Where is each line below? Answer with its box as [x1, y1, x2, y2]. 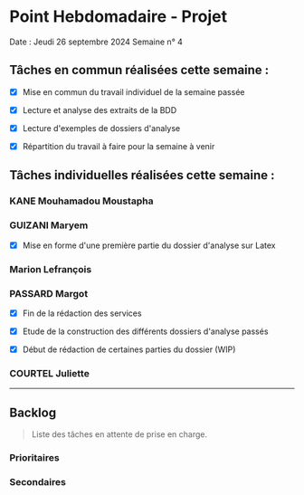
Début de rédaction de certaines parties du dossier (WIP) [22, 344, 236, 355]
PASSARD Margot [9, 287, 89, 300]
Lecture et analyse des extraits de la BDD [22, 104, 177, 115]
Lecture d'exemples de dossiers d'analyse [22, 122, 181, 133]
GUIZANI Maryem [9, 219, 89, 232]
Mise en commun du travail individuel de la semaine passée [22, 86, 245, 97]
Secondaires [9, 476, 66, 489]
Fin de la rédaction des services [22, 308, 142, 319]
